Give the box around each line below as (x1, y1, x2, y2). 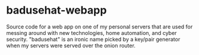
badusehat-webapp (6, 4, 107, 17)
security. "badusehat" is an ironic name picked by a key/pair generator (6, 35, 180, 43)
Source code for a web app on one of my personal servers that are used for (6, 23, 193, 30)
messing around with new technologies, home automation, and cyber (6, 29, 177, 36)
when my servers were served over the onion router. (6, 42, 136, 49)
